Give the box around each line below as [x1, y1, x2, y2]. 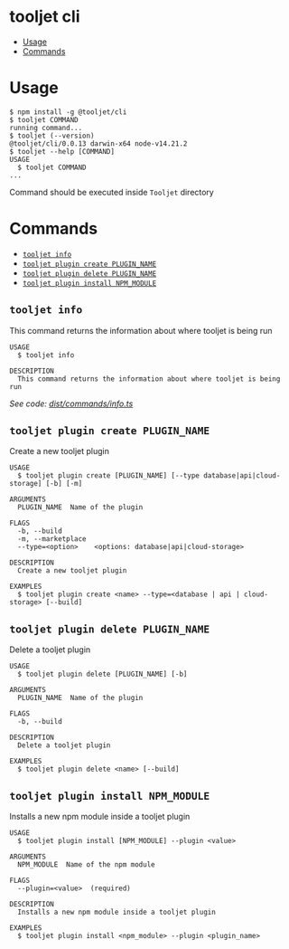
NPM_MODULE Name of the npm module [17, 860, 155, 869]
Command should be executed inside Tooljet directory [9, 186, 214, 197]
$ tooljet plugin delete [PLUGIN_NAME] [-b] [17, 669, 188, 679]
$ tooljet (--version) [9, 131, 95, 140]
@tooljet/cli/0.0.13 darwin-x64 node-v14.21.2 [9, 138, 188, 148]
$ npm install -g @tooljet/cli [9, 107, 127, 117]
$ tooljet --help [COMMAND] [9, 147, 116, 156]
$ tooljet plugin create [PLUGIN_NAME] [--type [17, 471, 200, 480]
